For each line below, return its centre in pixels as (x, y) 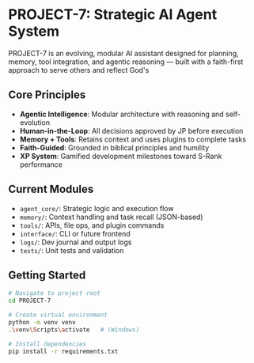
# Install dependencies (47, 344)
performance (41, 164)
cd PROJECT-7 (30, 301)
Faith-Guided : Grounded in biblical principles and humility (114, 147)
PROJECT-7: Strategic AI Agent (113, 15)
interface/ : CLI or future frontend (75, 233)
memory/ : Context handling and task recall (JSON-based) (111, 217)
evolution (34, 122)
